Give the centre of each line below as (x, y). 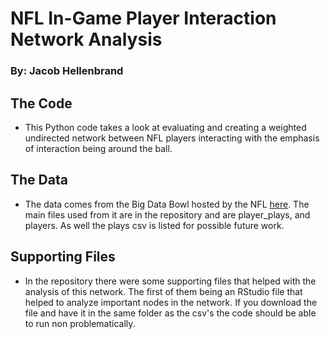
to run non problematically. (80, 323)
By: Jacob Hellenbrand (67, 71)
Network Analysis (86, 39)
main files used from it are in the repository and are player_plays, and (167, 214)
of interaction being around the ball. (98, 148)
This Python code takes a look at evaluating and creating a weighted (165, 127)
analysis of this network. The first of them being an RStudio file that (163, 291)
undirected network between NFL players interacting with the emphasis (172, 138)
